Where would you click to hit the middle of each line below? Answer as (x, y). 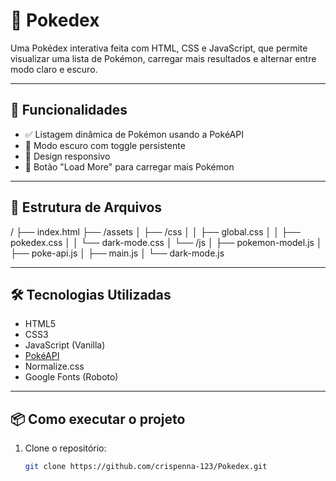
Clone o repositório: (65, 448)
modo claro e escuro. (54, 69)
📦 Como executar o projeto (98, 419)
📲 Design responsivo (67, 156)
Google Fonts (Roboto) (71, 377)
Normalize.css (54, 366)
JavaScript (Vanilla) (65, 345)
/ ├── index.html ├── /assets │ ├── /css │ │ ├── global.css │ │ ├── (155, 231)
